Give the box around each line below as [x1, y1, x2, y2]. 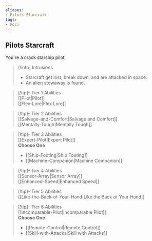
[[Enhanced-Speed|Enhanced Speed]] [17, 178, 99, 185]
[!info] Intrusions [17, 65, 53, 71]
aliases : [5, 7, 24, 13]
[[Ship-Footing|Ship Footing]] [25, 152, 88, 158]
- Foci [5, 22, 20, 27]
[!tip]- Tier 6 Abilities [17, 204, 62, 210]
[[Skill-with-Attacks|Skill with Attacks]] [25, 230, 108, 236]
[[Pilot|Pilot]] [17, 95, 45, 102]
